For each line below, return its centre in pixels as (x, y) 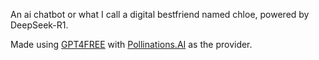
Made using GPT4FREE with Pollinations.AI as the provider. (131, 44)
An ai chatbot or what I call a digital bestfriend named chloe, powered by (160, 14)
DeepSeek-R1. (39, 25)
